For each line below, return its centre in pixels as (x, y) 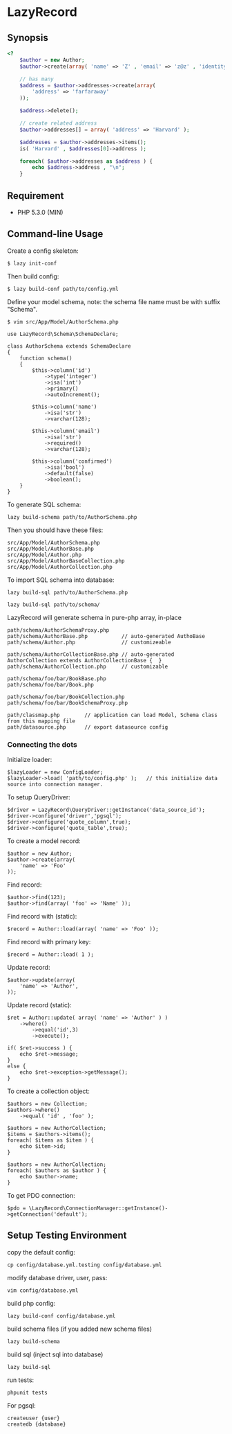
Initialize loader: (30, 760)
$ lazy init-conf (32, 263)
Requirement (36, 196)
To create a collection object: (48, 1091)
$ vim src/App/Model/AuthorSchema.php (63, 322)
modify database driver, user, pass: (57, 1277)
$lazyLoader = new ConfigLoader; (55, 772)
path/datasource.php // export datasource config (88, 727)
